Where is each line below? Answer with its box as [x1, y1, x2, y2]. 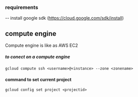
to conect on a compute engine [5, 54, 70, 60]
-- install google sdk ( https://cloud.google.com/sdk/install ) [5, 15, 124, 21]
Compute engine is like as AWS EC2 [5, 42, 78, 48]
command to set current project [5, 76, 71, 82]
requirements [5, 4, 38, 11]
